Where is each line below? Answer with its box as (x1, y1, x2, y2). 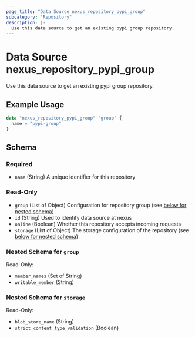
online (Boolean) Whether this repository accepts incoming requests (14, 220, 181, 227)
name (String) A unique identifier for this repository (14, 173, 136, 180)
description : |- (6, 19, 46, 25)
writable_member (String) (14, 278, 75, 286)
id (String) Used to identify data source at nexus (14, 214, 132, 221)
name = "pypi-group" (11, 120, 62, 127)
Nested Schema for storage (6, 293, 86, 301)
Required (6, 160, 33, 168)
